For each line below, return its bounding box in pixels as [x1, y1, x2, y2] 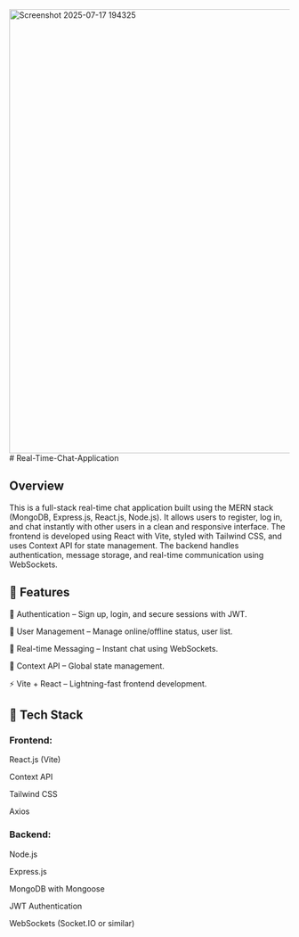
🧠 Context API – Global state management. [9, 660, 165, 671]
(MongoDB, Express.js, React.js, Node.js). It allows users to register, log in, [9, 512, 283, 522]
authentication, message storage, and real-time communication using [9, 549, 264, 560]
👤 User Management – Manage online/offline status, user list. [9, 626, 233, 637]
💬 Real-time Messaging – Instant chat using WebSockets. [9, 643, 219, 653]
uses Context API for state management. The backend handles [9, 539, 239, 551]
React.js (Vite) [9, 754, 61, 765]
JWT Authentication [9, 900, 83, 911]
